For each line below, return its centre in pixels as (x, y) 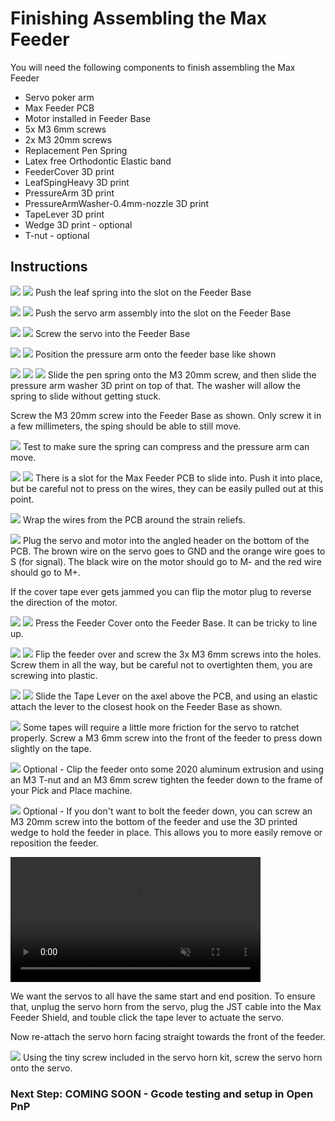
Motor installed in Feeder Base (88, 118)
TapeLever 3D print (64, 214)
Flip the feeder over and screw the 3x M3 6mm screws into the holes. (178, 654)
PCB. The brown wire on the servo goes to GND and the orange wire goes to (168, 551)
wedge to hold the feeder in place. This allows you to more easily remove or (166, 832)
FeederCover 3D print (69, 171)
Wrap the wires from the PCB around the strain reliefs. (134, 519)
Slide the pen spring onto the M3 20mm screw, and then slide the (182, 374)
